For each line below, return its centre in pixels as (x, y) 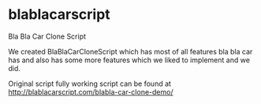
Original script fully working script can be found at (90, 84)
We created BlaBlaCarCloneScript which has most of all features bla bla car (130, 51)
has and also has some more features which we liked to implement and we (129, 60)
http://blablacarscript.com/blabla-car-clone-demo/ (91, 91)
